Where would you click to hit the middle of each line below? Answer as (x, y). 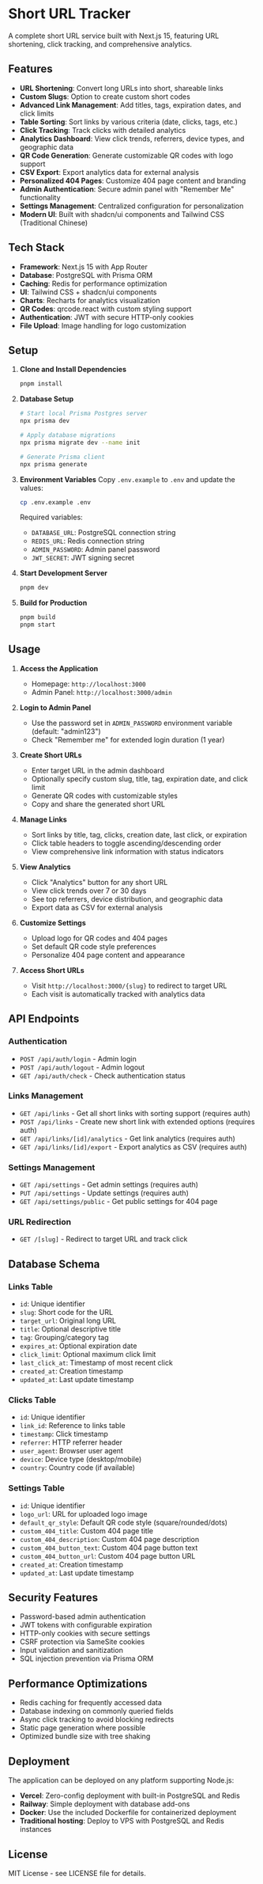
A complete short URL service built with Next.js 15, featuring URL (114, 36)
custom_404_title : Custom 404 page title (86, 1531)
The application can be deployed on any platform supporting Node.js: (121, 1780)
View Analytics (45, 867)
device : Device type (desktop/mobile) (81, 1459)
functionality (40, 197)
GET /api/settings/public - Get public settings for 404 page (119, 1202)
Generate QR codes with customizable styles (104, 796)
